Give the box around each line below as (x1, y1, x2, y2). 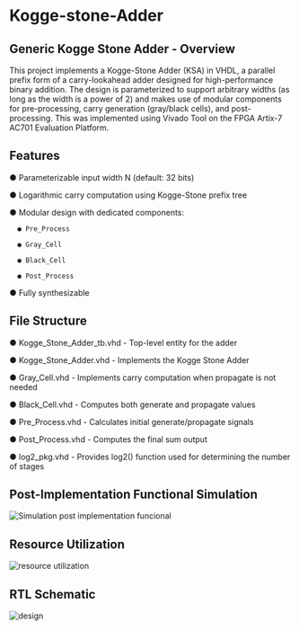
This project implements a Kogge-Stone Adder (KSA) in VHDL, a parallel (9, 65, 276, 75)
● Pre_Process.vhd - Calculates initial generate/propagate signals (9, 416, 254, 427)
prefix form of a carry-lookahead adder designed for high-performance (9, 75, 274, 85)
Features (9, 148, 60, 164)
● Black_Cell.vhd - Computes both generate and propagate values (9, 399, 256, 410)
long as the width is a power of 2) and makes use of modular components (9, 93, 283, 104)
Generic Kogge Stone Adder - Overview (9, 41, 236, 57)
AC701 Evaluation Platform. (9, 122, 110, 133)
